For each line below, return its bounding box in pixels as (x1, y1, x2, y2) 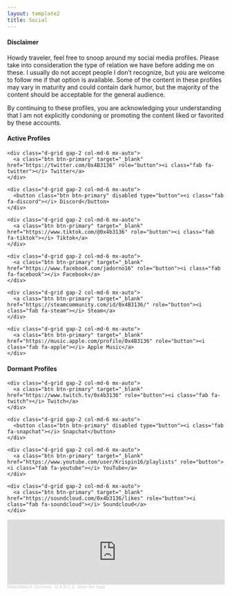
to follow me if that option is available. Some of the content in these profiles (7, 76, 222, 84)
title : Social (7, 17, 48, 24)
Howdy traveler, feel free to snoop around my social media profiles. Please (7, 53, 220, 62)
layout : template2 (7, 10, 60, 17)
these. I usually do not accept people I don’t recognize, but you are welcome (7, 68, 225, 76)
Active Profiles (7, 134, 50, 143)
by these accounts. (7, 119, 62, 127)
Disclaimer (7, 38, 39, 46)
